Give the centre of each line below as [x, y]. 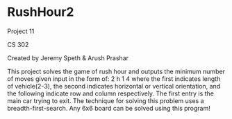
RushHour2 [41, 12]
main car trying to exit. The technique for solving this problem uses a [106, 100]
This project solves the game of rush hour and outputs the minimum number [116, 71]
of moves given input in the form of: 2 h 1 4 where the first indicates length [114, 79]
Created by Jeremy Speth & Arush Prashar [68, 58]
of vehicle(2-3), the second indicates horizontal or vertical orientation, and [114, 86]
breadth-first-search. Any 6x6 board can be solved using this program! [109, 108]
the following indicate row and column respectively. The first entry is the [110, 93]
